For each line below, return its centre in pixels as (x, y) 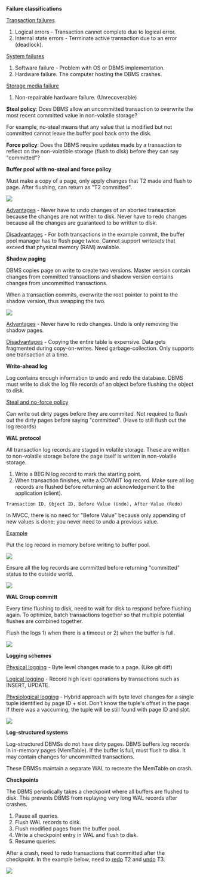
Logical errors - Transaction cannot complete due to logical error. (95, 32)
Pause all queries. (37, 816)
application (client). (39, 493)
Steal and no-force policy (37, 402)
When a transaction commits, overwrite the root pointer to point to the (92, 295)
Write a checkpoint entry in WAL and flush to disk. (76, 835)
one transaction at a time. (38, 355)
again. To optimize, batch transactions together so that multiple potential (95, 615)
